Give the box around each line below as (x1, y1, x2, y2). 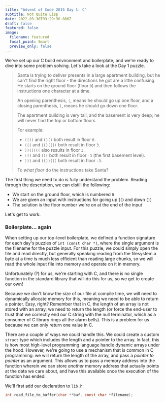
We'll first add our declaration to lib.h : (5, 383, 84, 389)
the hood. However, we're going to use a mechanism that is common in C (5, 347, 154, 353)
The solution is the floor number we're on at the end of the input (12, 201, 143, 207)
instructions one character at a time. (17, 88, 91, 94)
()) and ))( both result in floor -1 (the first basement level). (24, 152, 145, 158)
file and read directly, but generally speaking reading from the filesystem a (5, 250, 157, 256)
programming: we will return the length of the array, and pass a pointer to (5, 352, 154, 358)
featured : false (5, 26, 38, 31)
